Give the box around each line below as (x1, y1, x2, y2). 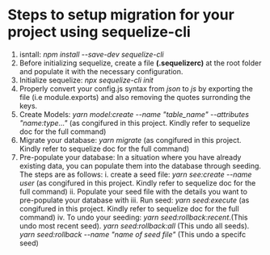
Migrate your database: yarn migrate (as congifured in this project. (19, 135, 242, 144)
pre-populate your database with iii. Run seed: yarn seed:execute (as (19, 195, 250, 205)
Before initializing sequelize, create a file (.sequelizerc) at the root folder (19, 58, 262, 68)
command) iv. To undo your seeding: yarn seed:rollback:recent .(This (19, 212, 248, 222)
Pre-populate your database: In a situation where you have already (19, 152, 242, 162)
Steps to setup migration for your (7, 6, 235, 24)
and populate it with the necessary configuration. (19, 66, 184, 76)
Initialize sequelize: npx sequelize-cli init (19, 75, 154, 85)
